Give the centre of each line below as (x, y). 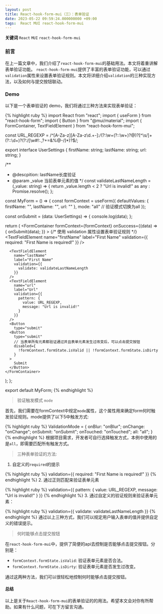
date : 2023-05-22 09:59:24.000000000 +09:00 (51, 19)
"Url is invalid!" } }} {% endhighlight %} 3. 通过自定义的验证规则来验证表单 (79, 495)
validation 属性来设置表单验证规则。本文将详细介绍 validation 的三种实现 (78, 75)
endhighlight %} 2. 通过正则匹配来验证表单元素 (52, 480)
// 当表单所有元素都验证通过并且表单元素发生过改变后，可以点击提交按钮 (77, 342)
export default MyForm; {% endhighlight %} (49, 390)
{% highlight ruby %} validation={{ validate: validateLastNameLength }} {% (81, 511)
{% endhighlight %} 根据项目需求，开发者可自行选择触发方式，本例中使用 (79, 437)
